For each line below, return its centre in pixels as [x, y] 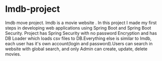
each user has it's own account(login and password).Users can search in [79, 43]
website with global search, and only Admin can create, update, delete [76, 49]
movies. [13, 54]
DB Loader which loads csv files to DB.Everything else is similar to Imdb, [78, 38]
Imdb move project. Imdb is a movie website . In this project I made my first [81, 23]
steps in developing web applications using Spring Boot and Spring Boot [78, 28]
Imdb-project [33, 9]
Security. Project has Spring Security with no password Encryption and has [81, 33]
